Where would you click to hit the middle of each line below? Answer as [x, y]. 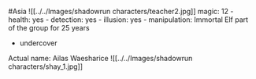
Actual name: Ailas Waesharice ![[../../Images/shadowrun [100, 58]
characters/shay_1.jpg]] [46, 66]
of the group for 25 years [49, 28]
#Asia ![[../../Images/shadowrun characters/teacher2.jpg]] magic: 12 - [121, 11]
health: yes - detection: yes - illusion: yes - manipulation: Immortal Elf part [128, 20]
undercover [38, 43]
